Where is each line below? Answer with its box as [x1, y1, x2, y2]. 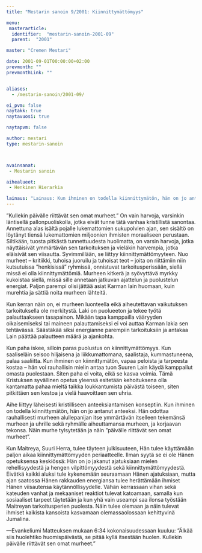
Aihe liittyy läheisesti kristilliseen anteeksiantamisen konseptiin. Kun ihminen [6, 401, 195, 408]
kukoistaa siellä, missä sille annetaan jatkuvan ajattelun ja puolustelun [6, 276, 179, 283]
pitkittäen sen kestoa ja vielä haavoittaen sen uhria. [6, 389, 133, 396]
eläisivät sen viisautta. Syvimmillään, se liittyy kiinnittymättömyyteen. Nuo [6, 251, 188, 257]
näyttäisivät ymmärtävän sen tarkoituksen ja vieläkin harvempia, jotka [6, 244, 179, 251]
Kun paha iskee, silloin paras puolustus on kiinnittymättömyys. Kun [6, 345, 171, 351]
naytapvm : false [6, 124, 47, 130]
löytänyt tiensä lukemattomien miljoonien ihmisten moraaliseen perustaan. [6, 231, 189, 238]
